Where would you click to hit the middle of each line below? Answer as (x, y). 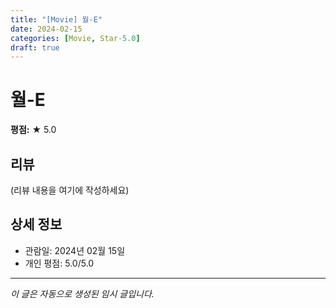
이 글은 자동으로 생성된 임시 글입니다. (82, 293)
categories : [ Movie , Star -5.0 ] (75, 38)
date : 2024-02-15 (46, 29)
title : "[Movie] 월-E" (56, 19)
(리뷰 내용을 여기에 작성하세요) (70, 190)
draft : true (35, 47)
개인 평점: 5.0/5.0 (59, 263)
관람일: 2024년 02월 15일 (75, 250)
